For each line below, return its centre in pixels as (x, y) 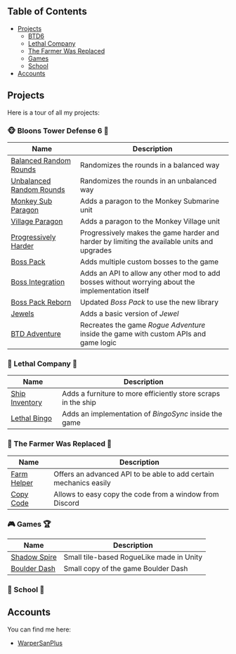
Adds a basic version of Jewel (129, 314)
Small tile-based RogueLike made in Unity (133, 557)
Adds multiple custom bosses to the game (149, 262)
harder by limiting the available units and (146, 241)
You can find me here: (39, 629)
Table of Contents (47, 12)
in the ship (79, 402)
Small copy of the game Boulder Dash (126, 568)
